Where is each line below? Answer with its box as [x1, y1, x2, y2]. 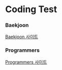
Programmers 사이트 [5, 59, 47, 65]
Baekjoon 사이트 [5, 34, 38, 40]
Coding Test [5, 4, 57, 15]
